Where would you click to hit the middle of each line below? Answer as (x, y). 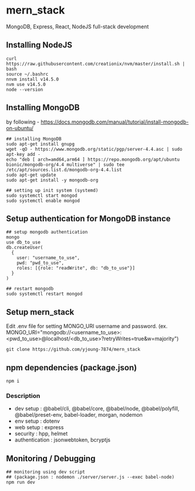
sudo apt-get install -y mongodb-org (52, 180)
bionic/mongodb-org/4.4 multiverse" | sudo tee (65, 165)
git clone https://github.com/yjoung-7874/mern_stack (73, 350)
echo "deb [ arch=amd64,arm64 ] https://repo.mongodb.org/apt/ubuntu (93, 160)
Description (23, 396)
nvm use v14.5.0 (26, 84)
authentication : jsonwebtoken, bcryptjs (62, 440)
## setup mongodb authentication (47, 232)
